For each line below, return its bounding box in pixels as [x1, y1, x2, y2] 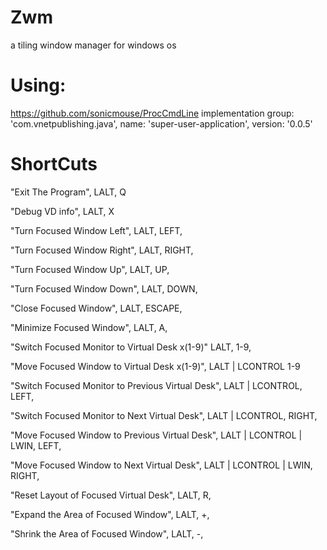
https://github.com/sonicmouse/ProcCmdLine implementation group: [10, 107, 295, 119]
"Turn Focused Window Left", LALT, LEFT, [10, 224, 183, 236]
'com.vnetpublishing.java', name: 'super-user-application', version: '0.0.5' [10, 117, 313, 130]
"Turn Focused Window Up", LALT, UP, [10, 263, 170, 275]
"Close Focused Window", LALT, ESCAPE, [10, 302, 183, 314]
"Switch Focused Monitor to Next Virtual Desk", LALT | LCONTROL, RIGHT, [10, 409, 318, 421]
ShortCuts [10, 153, 98, 176]
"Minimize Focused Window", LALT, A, [10, 321, 168, 333]
